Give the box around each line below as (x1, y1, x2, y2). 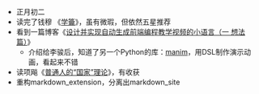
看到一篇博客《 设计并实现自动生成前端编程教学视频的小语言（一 (15, 27, 229, 36)
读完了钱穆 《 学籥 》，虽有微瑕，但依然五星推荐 (15, 17, 172, 27)
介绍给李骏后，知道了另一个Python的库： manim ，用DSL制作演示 (28, 47, 244, 56)
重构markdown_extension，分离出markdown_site (15, 77, 180, 87)
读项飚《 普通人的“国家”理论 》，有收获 (15, 67, 140, 76)
